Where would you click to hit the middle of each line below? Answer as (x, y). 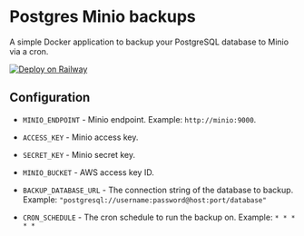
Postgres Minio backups (103, 17)
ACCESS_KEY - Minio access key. (80, 137)
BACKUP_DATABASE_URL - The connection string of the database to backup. (158, 190)
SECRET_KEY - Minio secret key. (79, 154)
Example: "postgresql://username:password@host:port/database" (145, 199)
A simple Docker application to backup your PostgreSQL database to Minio (149, 42)
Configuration (50, 98)
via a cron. (29, 51)
